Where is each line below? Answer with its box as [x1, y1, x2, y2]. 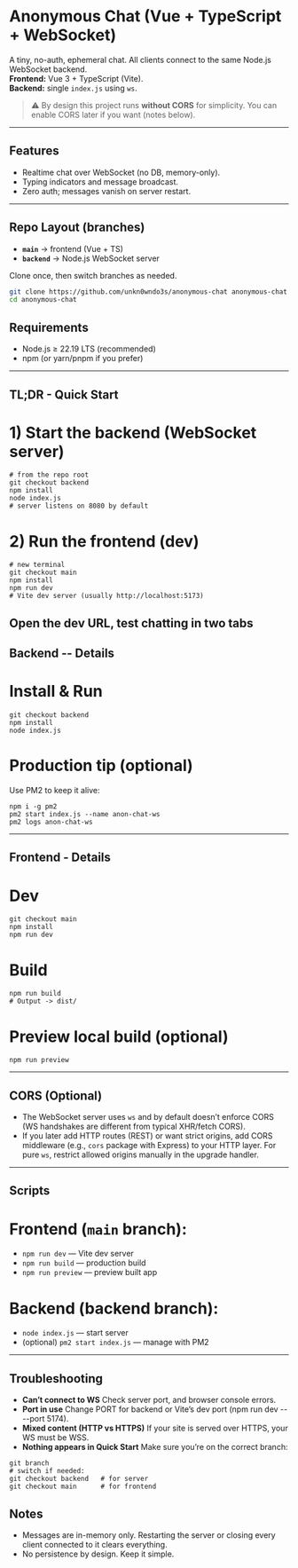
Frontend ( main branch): [9, 1218, 188, 1239]
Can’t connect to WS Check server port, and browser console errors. [21, 1395, 277, 1406]
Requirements [9, 319, 89, 335]
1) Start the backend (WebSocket [9, 422, 257, 443]
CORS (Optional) [9, 1088, 103, 1103]
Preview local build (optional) [9, 1027, 229, 1046]
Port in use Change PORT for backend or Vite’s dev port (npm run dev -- [21, 1404, 288, 1414]
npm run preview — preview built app [21, 1267, 158, 1278]
